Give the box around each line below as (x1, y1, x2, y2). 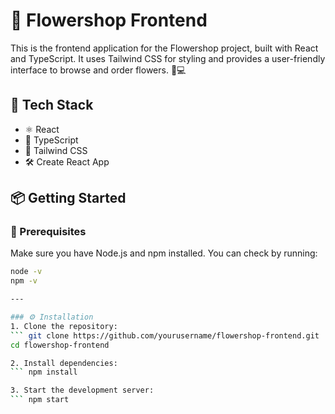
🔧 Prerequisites (10, 225, 87, 239)
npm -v (10, 276, 38, 286)
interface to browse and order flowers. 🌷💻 (10, 64, 187, 76)
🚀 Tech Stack (10, 97, 94, 114)
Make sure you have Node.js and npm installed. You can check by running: (10, 247, 318, 259)
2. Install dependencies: (10, 358, 118, 368)
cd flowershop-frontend (10, 340, 110, 350)
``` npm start (10, 395, 70, 405)
